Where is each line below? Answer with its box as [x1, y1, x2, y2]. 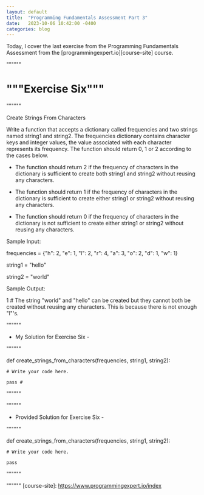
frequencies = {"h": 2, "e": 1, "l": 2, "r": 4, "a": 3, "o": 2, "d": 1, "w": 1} [6, 250, 178, 257]
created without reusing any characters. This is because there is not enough [6, 303, 197, 311]
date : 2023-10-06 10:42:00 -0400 [6, 20, 97, 26]
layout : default [6, 9, 47, 15]
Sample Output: [6, 285, 46, 292]
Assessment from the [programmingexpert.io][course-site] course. [6, 49, 174, 57]
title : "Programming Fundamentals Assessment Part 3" [6, 15, 148, 21]
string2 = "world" [6, 273, 50, 281]
